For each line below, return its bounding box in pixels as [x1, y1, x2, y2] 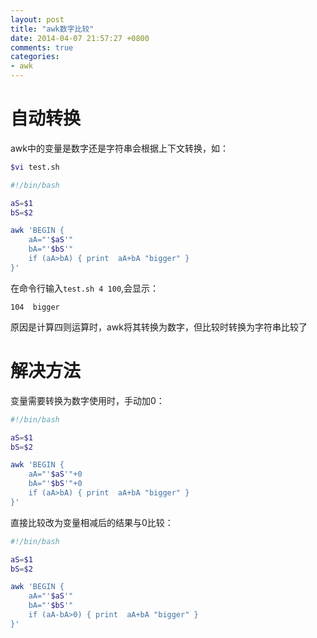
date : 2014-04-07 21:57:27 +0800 [10, 33, 150, 43]
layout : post [10, 14, 65, 25]
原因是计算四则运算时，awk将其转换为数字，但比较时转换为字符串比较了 [10, 321, 308, 333]
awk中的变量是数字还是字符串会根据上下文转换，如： [10, 142, 230, 154]
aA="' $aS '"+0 [28, 469, 83, 480]
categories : [10, 52, 60, 62]
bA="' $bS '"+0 [28, 479, 83, 489]
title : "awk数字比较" [10, 24, 95, 34]
